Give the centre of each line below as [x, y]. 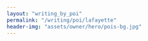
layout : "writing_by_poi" [44, 14]
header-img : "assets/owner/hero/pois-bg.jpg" [74, 26]
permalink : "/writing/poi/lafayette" [62, 20]
